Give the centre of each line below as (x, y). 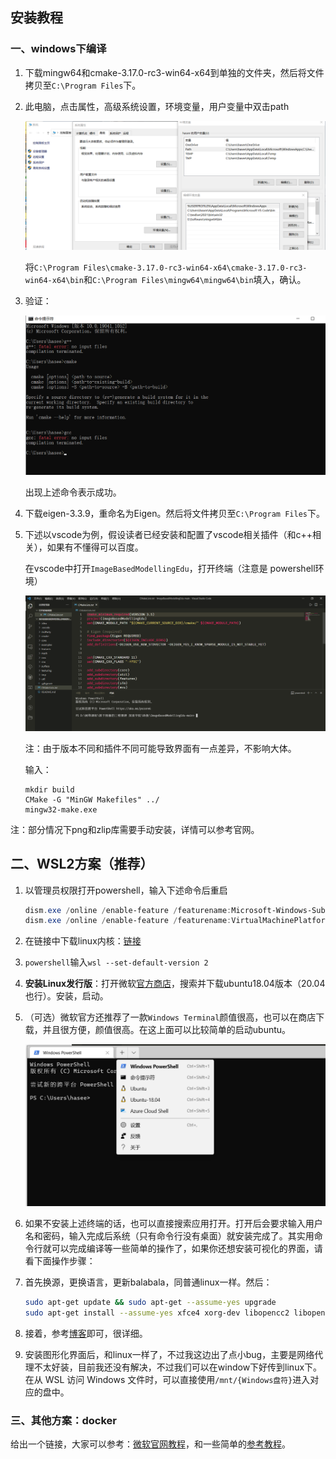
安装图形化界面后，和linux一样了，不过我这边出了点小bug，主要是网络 (169, 1354)
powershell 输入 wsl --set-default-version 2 (116, 962)
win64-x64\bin (54, 281)
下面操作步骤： (64, 1261)
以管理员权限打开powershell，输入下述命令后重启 (126, 890)
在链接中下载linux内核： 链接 (83, 941)
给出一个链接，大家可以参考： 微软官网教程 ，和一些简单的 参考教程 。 (150, 1444)
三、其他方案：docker (64, 1420)
